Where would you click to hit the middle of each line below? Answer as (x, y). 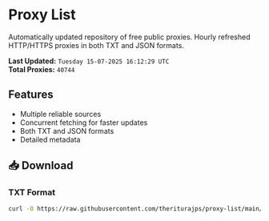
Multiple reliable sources (60, 114)
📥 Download (41, 166)
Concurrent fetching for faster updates (84, 123)
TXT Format (32, 192)
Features (31, 95)
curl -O (21, 209)
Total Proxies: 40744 (42, 69)
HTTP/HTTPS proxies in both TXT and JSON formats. (96, 45)
